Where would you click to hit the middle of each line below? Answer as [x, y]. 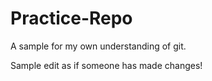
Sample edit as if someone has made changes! [106, 65]
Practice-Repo [71, 18]
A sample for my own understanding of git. [98, 46]
